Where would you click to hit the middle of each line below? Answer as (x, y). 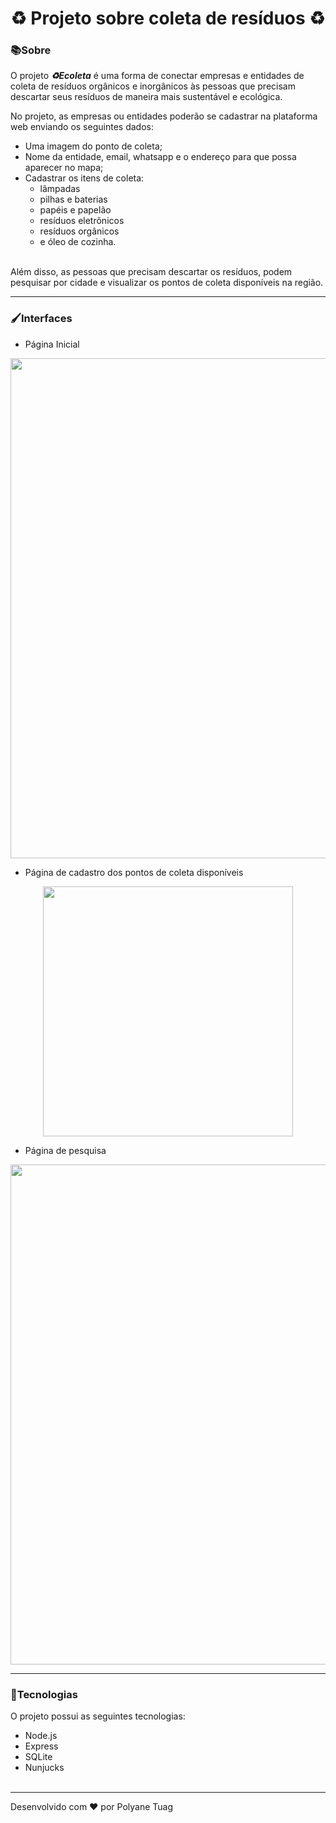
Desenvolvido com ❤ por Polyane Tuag (91, 1807)
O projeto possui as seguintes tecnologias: (98, 1716)
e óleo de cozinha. (78, 242)
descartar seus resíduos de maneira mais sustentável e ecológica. (146, 97)
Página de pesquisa (65, 1150)
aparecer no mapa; (64, 168)
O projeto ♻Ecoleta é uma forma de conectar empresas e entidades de (157, 76)
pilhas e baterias (73, 199)
